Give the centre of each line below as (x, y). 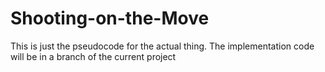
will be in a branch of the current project (93, 56)
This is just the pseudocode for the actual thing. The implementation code (162, 46)
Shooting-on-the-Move (110, 18)
